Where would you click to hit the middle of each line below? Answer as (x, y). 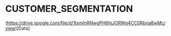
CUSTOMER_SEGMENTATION (69, 9)
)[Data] (23, 28)
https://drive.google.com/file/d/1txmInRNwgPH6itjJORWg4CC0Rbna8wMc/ (86, 23)
